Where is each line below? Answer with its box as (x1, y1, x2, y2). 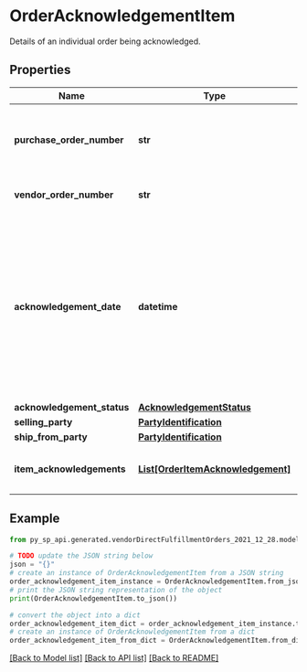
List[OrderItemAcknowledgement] (138, 463, 291, 475)
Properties (9, 62, 71, 78)
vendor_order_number (14, 188, 114, 201)
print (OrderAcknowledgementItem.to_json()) (9, 593, 178, 603)
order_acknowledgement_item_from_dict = (9, 636, 166, 645)
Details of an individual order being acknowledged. (9, 36, 201, 47)
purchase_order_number (14, 133, 124, 146)
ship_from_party (14, 431, 89, 443)
